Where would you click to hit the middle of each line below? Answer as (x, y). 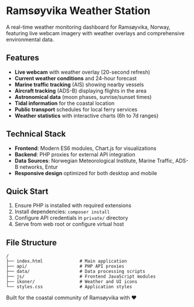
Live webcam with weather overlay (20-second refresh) (82, 72)
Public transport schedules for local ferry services (76, 109)
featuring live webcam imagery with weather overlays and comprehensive (95, 33)
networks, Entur (39, 167)
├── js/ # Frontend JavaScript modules (81, 277)
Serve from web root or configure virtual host (69, 224)
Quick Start (27, 191)
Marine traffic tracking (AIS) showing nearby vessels (79, 84)
